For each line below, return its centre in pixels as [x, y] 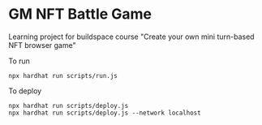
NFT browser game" [42, 45]
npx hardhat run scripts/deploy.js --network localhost [105, 113]
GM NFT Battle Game [80, 14]
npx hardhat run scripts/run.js [63, 75]
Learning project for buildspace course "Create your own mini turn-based [131, 37]
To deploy [25, 91]
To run [19, 61]
